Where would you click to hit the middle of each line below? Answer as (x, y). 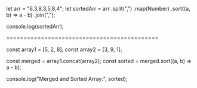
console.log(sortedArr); (35, 26)
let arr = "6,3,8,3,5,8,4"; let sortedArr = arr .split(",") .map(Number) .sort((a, (98, 9)
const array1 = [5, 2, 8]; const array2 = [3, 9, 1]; (64, 49)
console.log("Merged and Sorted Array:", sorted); (67, 79)
